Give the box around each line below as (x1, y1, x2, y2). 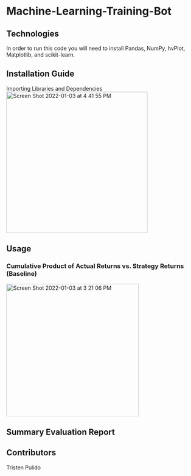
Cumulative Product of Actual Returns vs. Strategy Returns (6, 262, 184, 270)
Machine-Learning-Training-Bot (6, 4, 172, 18)
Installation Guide (6, 69, 75, 79)
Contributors (6, 447, 57, 458)
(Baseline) (6, 270, 38, 278)
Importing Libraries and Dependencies (6, 85, 103, 92)
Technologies (6, 29, 60, 39)
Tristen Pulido (6, 464, 41, 471)
